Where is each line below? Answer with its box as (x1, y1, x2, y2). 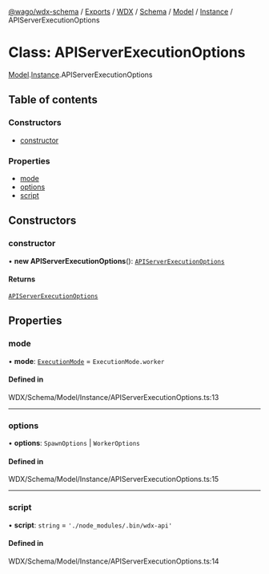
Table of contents (8, 93, 98, 107)
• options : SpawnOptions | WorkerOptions (8, 439, 140, 447)
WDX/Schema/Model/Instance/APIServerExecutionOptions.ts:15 (8, 475, 219, 484)
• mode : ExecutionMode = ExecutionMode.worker (8, 356, 165, 366)
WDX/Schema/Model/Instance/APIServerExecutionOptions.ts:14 (8, 556, 219, 566)
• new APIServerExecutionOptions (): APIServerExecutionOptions (8, 256, 225, 265)
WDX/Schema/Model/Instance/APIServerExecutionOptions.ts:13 (8, 392, 219, 402)
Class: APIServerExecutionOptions (8, 43, 246, 62)
